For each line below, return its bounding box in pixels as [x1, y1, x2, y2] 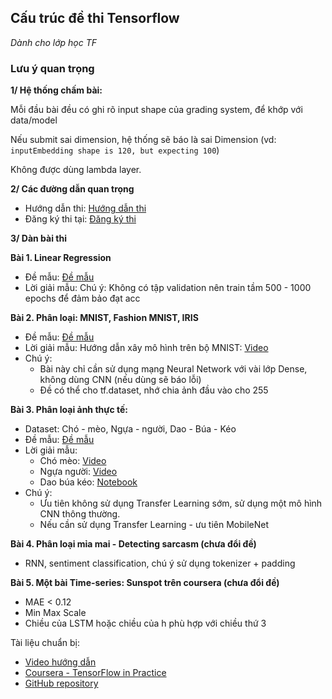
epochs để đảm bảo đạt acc [24, 292, 141, 305]
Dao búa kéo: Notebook [39, 476, 138, 488]
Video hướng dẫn [24, 656, 97, 668]
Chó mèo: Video [39, 455, 107, 467]
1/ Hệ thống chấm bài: [10, 84, 103, 96]
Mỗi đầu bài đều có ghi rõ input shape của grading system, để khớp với [10, 104, 303, 116]
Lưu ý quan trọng [10, 61, 95, 75]
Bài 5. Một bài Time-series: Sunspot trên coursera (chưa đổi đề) [10, 577, 280, 589]
